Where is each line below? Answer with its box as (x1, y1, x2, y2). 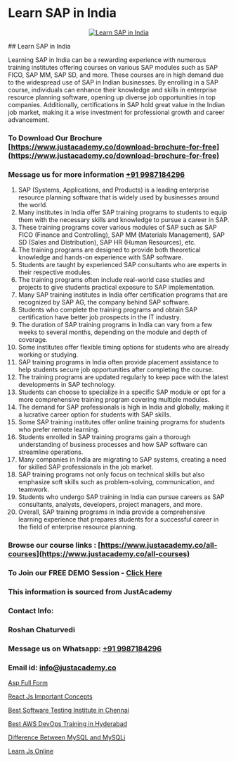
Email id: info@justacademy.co (8, 663, 117, 672)
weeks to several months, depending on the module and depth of (18, 328, 208, 336)
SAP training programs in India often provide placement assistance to (18, 358, 219, 367)
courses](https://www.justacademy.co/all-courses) (8, 549, 190, 559)
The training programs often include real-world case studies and (18, 276, 205, 284)
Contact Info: (8, 606, 54, 615)
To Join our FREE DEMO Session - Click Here (8, 568, 162, 577)
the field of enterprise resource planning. (18, 523, 138, 531)
